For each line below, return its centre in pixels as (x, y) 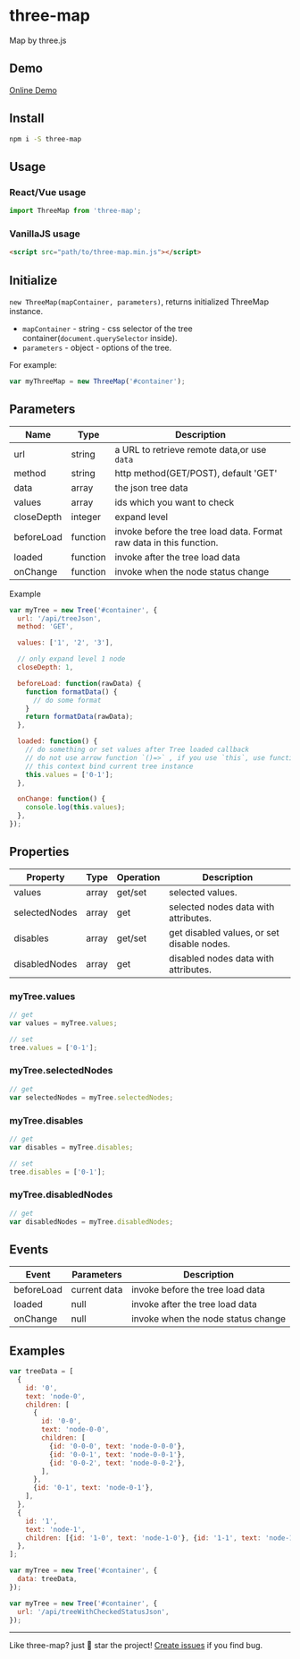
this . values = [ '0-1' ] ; (70, 774)
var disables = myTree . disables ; (71, 1147)
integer (86, 517)
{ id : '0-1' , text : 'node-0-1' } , (93, 1488)
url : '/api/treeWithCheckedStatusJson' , (93, 1612)
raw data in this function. (167, 543)
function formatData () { (71, 692)
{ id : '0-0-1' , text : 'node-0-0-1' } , (117, 1454)
